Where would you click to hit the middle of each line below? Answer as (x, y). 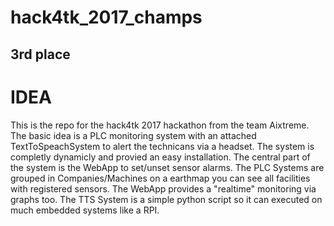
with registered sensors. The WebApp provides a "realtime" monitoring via (163, 188)
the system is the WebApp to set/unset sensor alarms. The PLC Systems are (167, 167)
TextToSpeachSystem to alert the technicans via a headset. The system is (162, 146)
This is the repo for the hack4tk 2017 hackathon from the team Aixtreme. (160, 125)
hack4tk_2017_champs (106, 17)
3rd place (40, 54)
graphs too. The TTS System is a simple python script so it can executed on (166, 199)
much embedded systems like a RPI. (85, 210)
